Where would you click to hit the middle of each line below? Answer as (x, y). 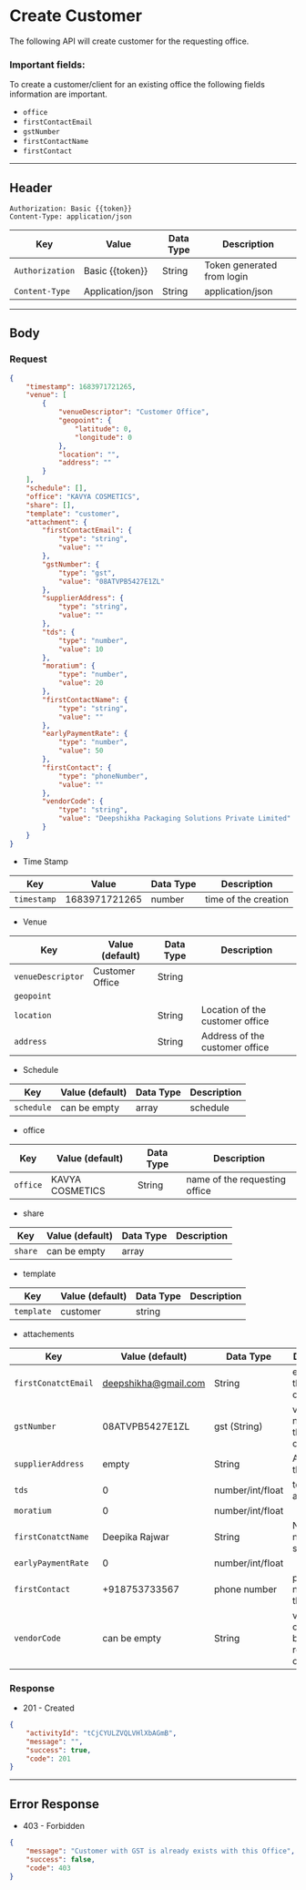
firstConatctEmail (54, 1383)
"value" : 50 (81, 751)
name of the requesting (236, 1179)
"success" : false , (61, 1859)
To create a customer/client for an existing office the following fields (138, 85)
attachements (48, 1333)
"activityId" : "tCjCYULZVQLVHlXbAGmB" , (102, 1733)
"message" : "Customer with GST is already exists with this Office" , (161, 1851)
